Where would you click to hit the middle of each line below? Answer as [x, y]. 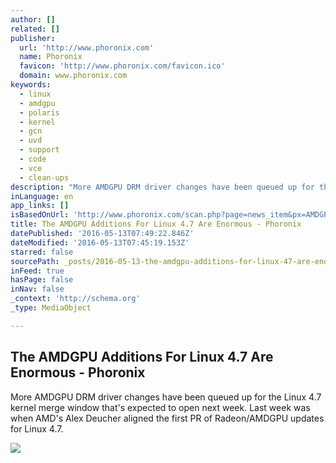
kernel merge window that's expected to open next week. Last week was [160, 407]
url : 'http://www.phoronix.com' [87, 47]
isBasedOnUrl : [40, 215]
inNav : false [37, 289]
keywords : [31, 85]
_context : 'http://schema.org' [75, 299]
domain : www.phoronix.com [73, 76]
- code [33, 159]
